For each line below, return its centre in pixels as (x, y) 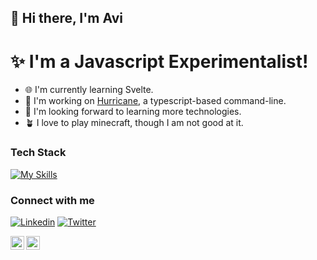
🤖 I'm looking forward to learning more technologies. (133, 112)
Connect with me (52, 200)
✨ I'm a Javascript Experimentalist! (159, 61)
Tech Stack (38, 153)
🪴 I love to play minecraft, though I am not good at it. (134, 123)
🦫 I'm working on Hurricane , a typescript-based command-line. (155, 101)
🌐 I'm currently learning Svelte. (89, 90)
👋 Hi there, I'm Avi (67, 18)
